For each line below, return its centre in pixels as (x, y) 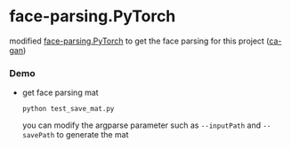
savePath (38, 136)
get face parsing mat (61, 93)
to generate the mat (93, 135)
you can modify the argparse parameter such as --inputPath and (141, 125)
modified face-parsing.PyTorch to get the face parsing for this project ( (139, 41)
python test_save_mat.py (68, 109)
